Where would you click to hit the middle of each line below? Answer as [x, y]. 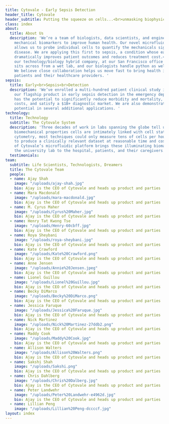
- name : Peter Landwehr [34, 390]
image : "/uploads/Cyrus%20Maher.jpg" [54, 212]
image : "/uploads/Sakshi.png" [46, 366]
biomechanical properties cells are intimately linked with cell [84, 132]
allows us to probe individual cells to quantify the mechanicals [85, 47]
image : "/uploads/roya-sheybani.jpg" [54, 240]
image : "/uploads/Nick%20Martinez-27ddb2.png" [64, 324]
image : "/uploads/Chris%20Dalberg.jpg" [56, 381]
